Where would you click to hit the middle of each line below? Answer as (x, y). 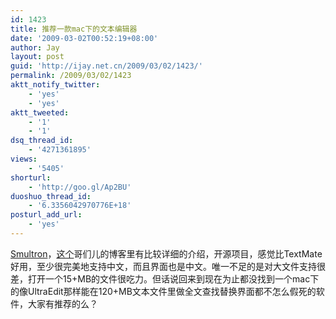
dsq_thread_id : (42, 141)
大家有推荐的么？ (62, 303)
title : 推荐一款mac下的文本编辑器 (74, 29)
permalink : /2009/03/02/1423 (71, 76)
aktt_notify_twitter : (55, 85)
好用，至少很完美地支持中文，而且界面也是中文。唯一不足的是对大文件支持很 (168, 266)
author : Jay (35, 47)
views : (24, 159)
